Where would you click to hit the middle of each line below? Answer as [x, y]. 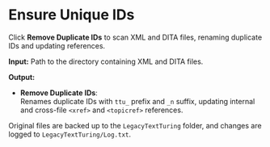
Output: [21, 77]
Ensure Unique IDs [72, 15]
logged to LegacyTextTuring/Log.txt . [70, 134]
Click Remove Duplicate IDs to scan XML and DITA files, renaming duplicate [135, 37]
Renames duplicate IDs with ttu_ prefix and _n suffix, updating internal [137, 101]
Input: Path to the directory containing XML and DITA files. [106, 61]
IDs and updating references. [57, 45]
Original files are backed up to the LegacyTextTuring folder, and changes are [135, 125]
